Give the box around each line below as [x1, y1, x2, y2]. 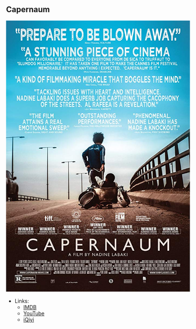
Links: [14, 297, 29, 304]
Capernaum [6, 5, 50, 15]
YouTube [23, 310, 45, 317]
